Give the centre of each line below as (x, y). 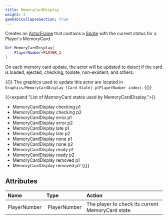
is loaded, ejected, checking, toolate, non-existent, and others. (69, 72)
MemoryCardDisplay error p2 (43, 123)
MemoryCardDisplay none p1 (42, 139)
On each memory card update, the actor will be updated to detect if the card (84, 67)
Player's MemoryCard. (28, 39)
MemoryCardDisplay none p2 (43, 144)
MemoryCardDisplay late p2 (41, 133)
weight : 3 (15, 15)
